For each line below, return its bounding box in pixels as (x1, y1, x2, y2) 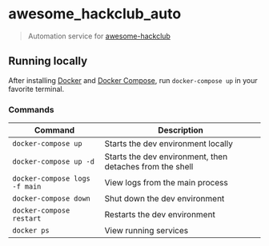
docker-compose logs (12, 174, 90, 184)
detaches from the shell (104, 161, 194, 173)
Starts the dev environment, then (104, 151, 228, 162)
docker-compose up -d (12, 157, 94, 166)
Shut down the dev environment (104, 193, 225, 204)
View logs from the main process (104, 177, 228, 188)
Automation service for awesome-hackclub (27, 31, 171, 41)
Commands (8, 104, 54, 115)
